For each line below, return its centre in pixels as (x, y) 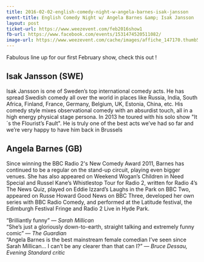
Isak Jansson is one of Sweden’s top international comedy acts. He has (95, 91)
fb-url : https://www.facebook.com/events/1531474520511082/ (84, 35)
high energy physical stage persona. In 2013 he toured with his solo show (98, 116)
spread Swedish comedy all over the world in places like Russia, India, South (102, 97)
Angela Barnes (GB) (44, 149)
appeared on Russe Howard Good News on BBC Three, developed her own (100, 195)
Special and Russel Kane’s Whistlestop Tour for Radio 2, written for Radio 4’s (102, 183)
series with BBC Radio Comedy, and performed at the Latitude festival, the (99, 202)
